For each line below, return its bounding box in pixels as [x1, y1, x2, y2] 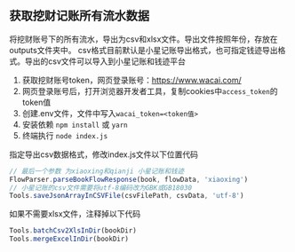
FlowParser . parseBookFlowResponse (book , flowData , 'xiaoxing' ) [9, 175, 249, 184]
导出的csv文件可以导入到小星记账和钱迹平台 [24, 56, 187, 67]
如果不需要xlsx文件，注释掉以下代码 [9, 209, 141, 219]
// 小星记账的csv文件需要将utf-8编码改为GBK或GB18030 [9, 183, 193, 193]
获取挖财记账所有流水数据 [9, 8, 149, 24]
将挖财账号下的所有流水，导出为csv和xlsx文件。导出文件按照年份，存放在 [9, 34, 278, 44]
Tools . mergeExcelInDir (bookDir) [9, 234, 129, 244]
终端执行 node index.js [21, 130, 108, 140]
